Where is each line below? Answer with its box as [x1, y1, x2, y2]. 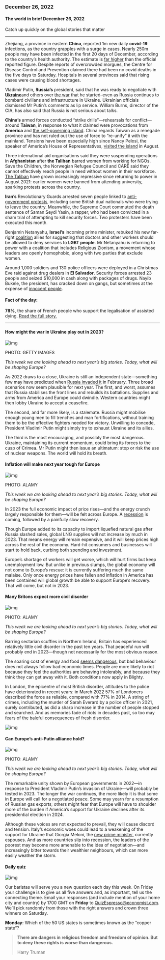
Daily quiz [5, 864, 26, 870]
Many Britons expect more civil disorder [5, 593, 88, 600]
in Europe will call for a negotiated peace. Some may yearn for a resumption [5, 796, 159, 802]
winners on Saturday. [5, 910, 48, 916]
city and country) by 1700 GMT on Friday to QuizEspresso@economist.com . [5, 900, 160, 906]
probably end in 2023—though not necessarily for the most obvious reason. [5, 649, 159, 654]
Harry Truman [17, 949, 46, 955]
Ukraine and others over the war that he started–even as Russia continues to [5, 92, 160, 98]
